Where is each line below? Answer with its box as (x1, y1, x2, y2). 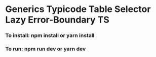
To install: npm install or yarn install (5, 32, 95, 39)
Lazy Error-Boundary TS (5, 14, 110, 25)
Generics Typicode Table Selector (5, 3, 151, 15)
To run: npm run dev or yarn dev (5, 45, 86, 52)
